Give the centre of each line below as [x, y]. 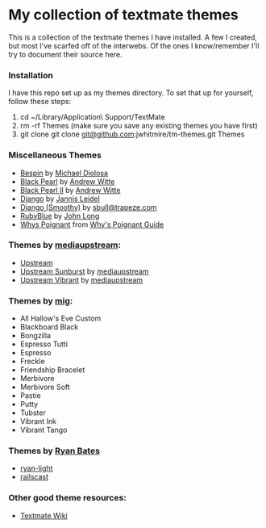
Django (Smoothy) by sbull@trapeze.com [88, 207]
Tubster [33, 413]
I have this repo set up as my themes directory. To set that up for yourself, [131, 93]
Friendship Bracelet [52, 370]
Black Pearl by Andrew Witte [67, 181]
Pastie [31, 396]
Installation [31, 75]
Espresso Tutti [44, 344]
